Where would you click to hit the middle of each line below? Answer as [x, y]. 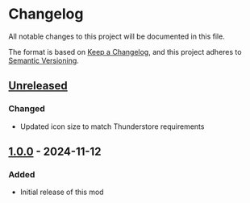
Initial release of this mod [62, 192]
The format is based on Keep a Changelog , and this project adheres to [125, 52]
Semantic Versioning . [44, 60]
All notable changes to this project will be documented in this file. [117, 36]
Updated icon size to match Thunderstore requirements [112, 126]
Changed [27, 109]
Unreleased [38, 86]
